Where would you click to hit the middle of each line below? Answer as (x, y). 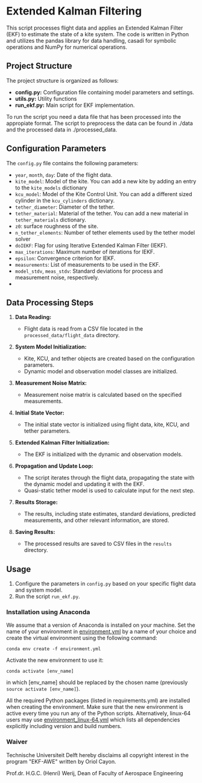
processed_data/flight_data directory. (72, 335)
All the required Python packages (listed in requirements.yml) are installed (98, 700)
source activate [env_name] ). (43, 689)
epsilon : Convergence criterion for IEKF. (65, 258)
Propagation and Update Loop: (54, 466)
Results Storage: (36, 502)
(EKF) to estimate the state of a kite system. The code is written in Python (98, 34)
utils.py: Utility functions (46, 98)
